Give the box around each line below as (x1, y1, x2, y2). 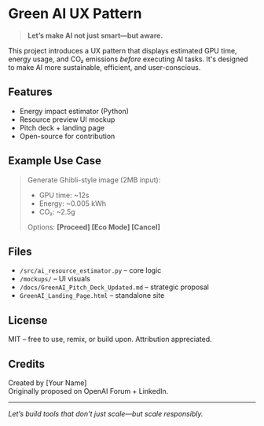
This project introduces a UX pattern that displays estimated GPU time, (8, 46, 237, 55)
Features (8, 86, 53, 99)
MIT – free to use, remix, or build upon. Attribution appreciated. (8, 335, 212, 344)
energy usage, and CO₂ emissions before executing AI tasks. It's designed (8, 54, 249, 64)
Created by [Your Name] (8, 378, 87, 387)
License (8, 314, 48, 327)
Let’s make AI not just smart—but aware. (27, 31, 163, 40)
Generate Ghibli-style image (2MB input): (27, 174, 161, 185)
